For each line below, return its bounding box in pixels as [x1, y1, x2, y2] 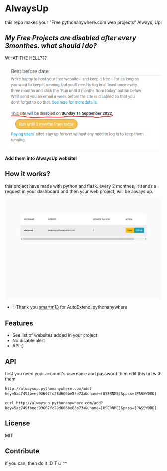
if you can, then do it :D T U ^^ [5, 460, 67, 466]
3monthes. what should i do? [5, 42, 97, 50]
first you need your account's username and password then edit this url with [5, 371, 162, 377]
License [5, 419, 30, 428]
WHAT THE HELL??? [5, 55, 47, 61]
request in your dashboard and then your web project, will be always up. [5, 188, 153, 194]
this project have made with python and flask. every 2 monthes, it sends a [5, 183, 157, 189]
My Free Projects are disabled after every [5, 34, 137, 42]
